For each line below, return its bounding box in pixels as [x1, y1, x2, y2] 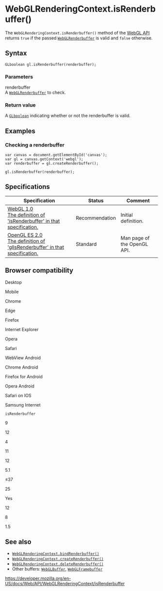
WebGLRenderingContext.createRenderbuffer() [12, 556, 104, 562]
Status [88, 197, 104, 204]
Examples [5, 127, 35, 135]
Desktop [5, 279, 22, 285]
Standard [76, 240, 97, 247]
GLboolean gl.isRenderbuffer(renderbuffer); [5, 62, 97, 67]
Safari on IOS [5, 392, 32, 398]
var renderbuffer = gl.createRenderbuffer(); [5, 161, 98, 166]
